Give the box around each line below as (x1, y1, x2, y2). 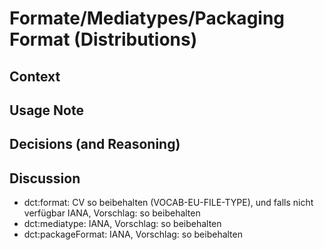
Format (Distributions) (9, 28, 198, 51)
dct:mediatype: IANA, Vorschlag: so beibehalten (23, 218, 222, 230)
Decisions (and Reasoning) (9, 136, 181, 153)
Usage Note (9, 102, 84, 119)
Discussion (9, 170, 81, 187)
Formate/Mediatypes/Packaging (9, 7, 286, 30)
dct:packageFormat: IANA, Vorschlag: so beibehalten (23, 228, 243, 241)
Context (9, 68, 61, 85)
